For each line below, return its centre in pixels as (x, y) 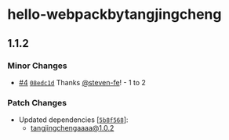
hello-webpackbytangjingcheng (114, 14)
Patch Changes (37, 102)
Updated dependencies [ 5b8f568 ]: (73, 120)
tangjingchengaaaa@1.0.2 (72, 128)
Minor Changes (37, 66)
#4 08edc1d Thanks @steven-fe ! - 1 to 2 (82, 82)
